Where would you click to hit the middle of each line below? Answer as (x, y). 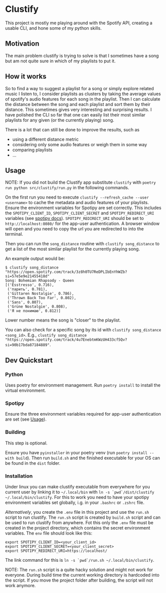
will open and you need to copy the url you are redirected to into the (75, 229)
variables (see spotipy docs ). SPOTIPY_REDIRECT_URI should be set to (75, 218)
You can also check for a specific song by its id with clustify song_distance (83, 330)
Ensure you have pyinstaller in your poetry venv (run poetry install (76, 452)
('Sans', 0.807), (25, 302)
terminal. (14, 234)
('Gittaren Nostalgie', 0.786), (41, 294)
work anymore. (21, 585)
